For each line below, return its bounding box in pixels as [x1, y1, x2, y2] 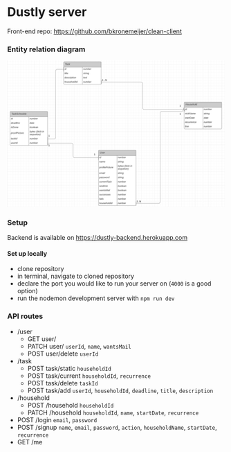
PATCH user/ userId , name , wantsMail [27, 342, 131, 350]
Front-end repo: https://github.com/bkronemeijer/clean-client [7, 27, 182, 35]
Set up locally [7, 249, 47, 257]
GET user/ [27, 334, 57, 343]
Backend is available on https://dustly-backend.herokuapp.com [7, 234, 188, 242]
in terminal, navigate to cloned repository [17, 272, 135, 281]
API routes [7, 311, 44, 321]
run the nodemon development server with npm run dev [17, 294, 175, 302]
